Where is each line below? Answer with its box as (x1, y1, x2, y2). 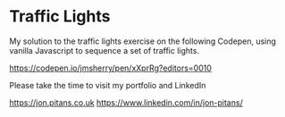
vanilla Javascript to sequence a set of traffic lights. (9, 45, 199, 55)
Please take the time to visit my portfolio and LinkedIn (9, 79, 206, 90)
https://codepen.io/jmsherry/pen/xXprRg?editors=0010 (9, 63, 213, 73)
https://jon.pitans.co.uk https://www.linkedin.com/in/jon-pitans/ (9, 96, 243, 108)
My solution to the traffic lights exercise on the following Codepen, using (9, 36, 277, 46)
